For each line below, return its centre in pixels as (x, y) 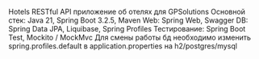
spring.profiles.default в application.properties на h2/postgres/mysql (123, 46)
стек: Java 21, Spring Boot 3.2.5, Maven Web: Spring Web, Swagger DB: (128, 20)
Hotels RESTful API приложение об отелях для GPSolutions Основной (127, 12)
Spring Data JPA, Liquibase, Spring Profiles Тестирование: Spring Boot (127, 29)
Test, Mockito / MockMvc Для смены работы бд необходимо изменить (130, 37)
